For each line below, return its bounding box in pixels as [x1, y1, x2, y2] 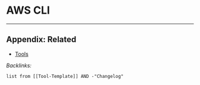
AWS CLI [6, 4, 51, 17]
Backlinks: [6, 62, 32, 69]
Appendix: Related [6, 34, 76, 45]
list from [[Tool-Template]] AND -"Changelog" [6, 73, 124, 79]
